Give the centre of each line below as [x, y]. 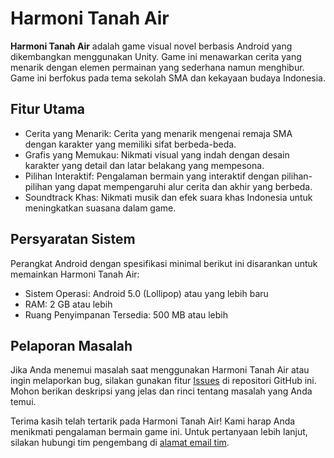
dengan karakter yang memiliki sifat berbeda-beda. [130, 144]
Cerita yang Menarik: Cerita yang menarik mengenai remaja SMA [158, 133]
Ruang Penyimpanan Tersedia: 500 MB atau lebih [126, 314]
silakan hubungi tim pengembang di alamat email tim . [120, 443]
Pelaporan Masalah [71, 345]
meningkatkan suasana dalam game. [100, 208]
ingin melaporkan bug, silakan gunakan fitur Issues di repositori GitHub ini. [163, 381]
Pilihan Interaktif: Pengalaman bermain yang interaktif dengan [152, 176]
